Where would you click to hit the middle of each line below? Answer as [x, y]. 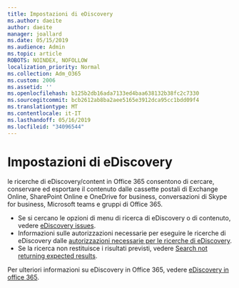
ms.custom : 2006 [31, 80]
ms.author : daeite [35, 21]
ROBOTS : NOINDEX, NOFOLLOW [47, 61]
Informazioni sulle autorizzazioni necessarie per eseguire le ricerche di [122, 233]
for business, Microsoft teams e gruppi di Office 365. [85, 205]
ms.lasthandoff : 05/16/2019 [49, 120]
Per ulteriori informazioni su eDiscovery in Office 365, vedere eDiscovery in [118, 270]
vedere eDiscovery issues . [57, 226]
